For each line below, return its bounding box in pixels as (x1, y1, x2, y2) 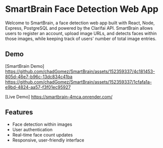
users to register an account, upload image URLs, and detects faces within (5, 30, 157, 36)
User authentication (12, 126, 53, 132)
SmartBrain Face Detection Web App (5, 3, 159, 15)
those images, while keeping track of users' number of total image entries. (5, 36, 157, 42)
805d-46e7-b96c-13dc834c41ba (5, 73, 73, 80)
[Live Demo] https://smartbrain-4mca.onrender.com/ (5, 94, 113, 99)
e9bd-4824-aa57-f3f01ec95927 (5, 84, 71, 90)
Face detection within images (12, 121, 73, 127)
